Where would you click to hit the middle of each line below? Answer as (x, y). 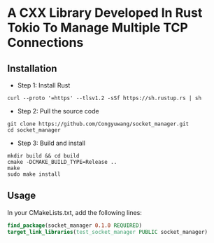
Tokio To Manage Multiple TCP (98, 28)
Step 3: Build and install (51, 143)
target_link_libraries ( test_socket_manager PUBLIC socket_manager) (108, 232)
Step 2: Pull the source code (58, 111)
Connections (45, 43)
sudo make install (34, 174)
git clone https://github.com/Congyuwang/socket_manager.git (98, 124)
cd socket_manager (34, 130)
